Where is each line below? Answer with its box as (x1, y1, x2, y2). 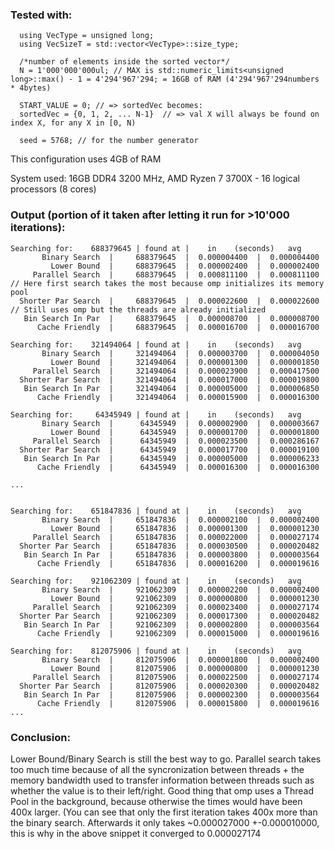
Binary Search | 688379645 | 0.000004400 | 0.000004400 (41, 252, 320, 262)
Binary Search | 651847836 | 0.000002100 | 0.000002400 (41, 514, 320, 525)
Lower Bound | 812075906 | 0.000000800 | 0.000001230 (50, 663, 320, 673)
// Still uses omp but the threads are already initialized (10, 304, 267, 315)
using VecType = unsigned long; (19, 31, 155, 41)
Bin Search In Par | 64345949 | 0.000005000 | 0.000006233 (23, 453, 320, 463)
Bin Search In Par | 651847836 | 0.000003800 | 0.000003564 (23, 549, 320, 560)
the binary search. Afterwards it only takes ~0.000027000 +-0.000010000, (10, 816, 320, 828)
